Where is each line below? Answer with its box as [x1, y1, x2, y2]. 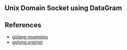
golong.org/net [11, 39, 43, 45]
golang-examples [11, 34, 48, 40]
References [4, 21, 41, 29]
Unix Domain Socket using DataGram [4, 4, 122, 12]
